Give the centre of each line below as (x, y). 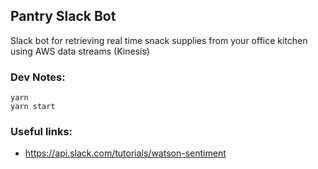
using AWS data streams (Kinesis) (80, 51)
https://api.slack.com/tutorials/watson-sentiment (125, 153)
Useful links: (41, 132)
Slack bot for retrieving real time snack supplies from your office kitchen (159, 40)
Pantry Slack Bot (63, 16)
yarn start (33, 107)
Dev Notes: (38, 77)
